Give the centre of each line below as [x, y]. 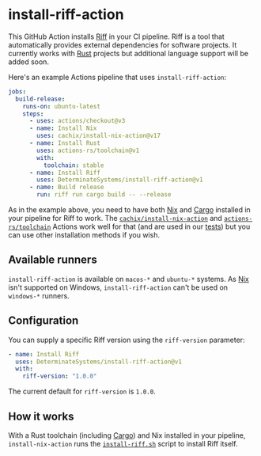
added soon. [29, 62]
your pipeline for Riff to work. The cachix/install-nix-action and [115, 218]
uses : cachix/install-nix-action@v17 [98, 136]
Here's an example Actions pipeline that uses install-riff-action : [117, 77]
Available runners [53, 260]
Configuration [43, 321]
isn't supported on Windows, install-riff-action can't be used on [118, 287]
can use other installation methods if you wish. [84, 235]
